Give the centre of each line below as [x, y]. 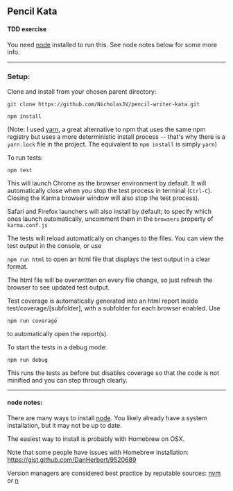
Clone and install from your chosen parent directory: [82, 91]
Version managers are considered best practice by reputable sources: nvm [114, 473]
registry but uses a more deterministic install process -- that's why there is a [116, 136]
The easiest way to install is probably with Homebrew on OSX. [96, 439]
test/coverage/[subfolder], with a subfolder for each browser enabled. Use [114, 308]
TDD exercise [27, 29]
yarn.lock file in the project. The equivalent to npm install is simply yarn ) [112, 144]
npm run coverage [32, 321]
